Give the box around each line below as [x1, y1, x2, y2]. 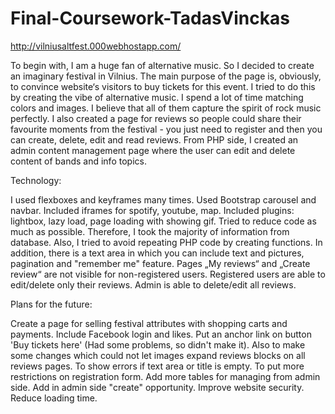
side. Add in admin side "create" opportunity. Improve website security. [10, 381, 305, 393]
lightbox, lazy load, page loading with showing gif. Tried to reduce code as [10, 215, 317, 227]
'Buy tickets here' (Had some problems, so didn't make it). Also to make [10, 338, 306, 351]
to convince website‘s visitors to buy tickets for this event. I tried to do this [10, 80, 316, 92]
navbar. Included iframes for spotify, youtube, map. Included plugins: [10, 204, 295, 216]
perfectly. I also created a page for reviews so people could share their [10, 112, 302, 124]
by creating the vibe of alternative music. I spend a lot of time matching [10, 91, 304, 103]
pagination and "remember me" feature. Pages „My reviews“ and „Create [10, 257, 311, 269]
